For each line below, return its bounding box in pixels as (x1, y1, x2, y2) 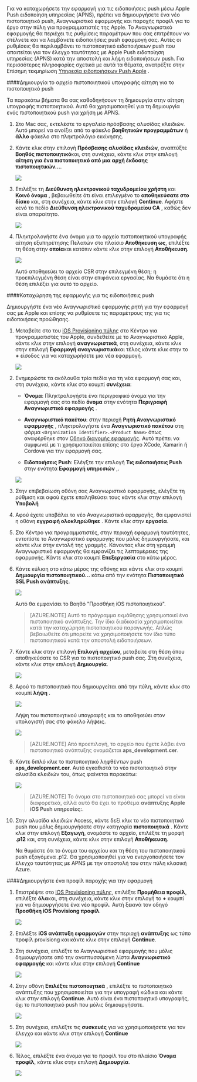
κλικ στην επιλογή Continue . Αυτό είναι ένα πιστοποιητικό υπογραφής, (15, 995, 189, 1002)
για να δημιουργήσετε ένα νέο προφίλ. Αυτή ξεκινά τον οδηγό (15, 901, 168, 908)
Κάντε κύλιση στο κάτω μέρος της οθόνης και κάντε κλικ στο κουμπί (15, 565, 183, 572)
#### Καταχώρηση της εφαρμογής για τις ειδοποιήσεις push (6, 292, 155, 299)
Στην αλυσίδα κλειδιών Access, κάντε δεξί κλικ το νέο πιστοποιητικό (15, 817, 184, 824)
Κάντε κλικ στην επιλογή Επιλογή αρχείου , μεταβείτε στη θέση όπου (15, 648, 185, 655)
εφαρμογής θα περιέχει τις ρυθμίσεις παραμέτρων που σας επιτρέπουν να (6, 30, 190, 37)
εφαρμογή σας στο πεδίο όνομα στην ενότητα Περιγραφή (23, 398, 168, 405)
